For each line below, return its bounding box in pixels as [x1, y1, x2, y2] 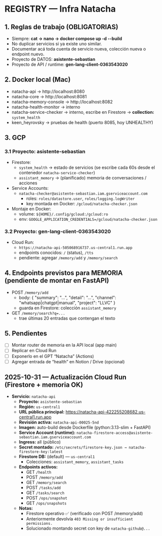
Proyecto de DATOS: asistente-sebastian [11, 56, 95, 62]
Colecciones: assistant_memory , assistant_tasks [26, 459, 124, 465]
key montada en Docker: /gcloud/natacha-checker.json [26, 200, 138, 206]
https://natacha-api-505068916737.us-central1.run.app [18, 245, 132, 250]
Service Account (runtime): [18, 429, 76, 436]
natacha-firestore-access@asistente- [76, 430, 153, 436]
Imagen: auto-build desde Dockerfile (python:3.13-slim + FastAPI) [18, 425, 151, 430]
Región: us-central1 [18, 404, 60, 410]
